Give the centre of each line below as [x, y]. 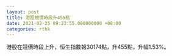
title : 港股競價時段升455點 [38, 18]
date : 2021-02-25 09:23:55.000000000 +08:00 [64, 23]
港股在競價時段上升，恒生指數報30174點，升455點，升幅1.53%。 [88, 47]
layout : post [23, 12]
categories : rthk [28, 29]
